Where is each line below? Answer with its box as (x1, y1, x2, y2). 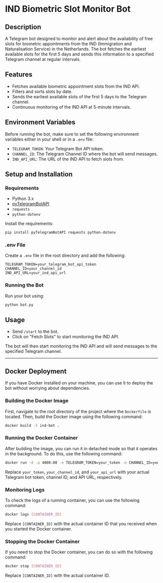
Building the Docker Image (5, 398, 69, 404)
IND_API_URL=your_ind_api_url (5, 271, 66, 275)
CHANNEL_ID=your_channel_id (5, 266, 62, 271)
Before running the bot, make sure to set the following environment (5, 131, 139, 137)
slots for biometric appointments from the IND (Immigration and (5, 41, 132, 47)
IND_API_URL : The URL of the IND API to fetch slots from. (12, 156, 125, 162)
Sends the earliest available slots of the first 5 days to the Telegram (12, 93, 147, 99)
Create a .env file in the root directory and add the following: (5, 253, 126, 258)
